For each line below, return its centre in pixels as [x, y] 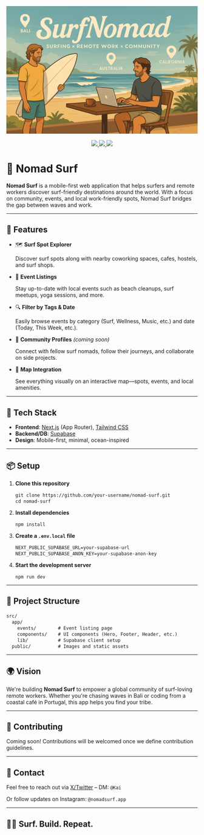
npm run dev [30, 577]
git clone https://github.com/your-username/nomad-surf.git [93, 495]
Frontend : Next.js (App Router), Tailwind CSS [72, 427]
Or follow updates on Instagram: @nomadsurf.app [66, 799]
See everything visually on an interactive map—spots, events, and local [104, 381]
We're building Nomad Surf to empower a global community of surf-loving [100, 689]
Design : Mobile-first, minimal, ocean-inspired [72, 440]
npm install [30, 525]
